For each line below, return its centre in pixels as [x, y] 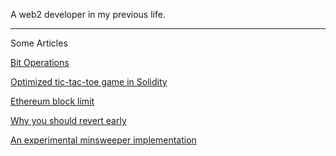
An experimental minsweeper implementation [103, 140]
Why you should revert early [68, 120]
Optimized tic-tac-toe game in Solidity [89, 82]
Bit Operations [40, 62]
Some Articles [39, 43]
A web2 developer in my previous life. [88, 14]
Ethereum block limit [52, 101]
